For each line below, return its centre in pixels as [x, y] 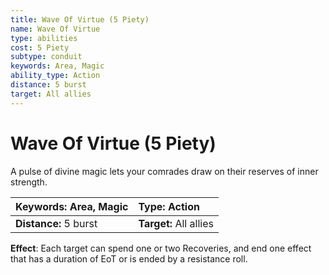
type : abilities [44, 38]
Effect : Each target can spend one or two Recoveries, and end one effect [161, 248]
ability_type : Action [55, 76]
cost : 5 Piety [40, 47]
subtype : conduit [46, 57]
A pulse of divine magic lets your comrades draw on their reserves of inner [164, 171]
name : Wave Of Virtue [55, 29]
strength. [29, 182]
